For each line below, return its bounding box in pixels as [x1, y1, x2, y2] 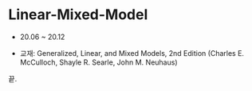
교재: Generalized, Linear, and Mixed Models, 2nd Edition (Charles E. [19, 48, 245, 57]
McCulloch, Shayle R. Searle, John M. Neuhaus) [19, 57, 178, 67]
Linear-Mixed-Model [8, 6, 148, 24]
